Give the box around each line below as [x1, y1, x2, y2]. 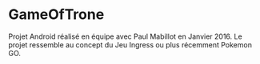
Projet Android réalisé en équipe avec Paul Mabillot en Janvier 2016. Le [8, 32, 242, 41]
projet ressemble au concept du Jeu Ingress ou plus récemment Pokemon [8, 40, 252, 49]
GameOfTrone [8, 6, 105, 24]
